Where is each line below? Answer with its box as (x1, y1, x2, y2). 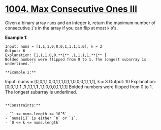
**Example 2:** (5, 70, 36, 75)
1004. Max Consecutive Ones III (5, 3, 137, 15)
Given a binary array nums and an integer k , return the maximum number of (5, 20, 156, 26)
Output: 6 (5, 48, 26, 53)
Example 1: (5, 34, 28, 40)
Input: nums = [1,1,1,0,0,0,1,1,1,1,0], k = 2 (5, 44, 102, 49)
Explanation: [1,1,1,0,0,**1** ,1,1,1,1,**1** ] (5, 53, 107, 58)
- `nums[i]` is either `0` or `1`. (5, 116, 78, 121)
